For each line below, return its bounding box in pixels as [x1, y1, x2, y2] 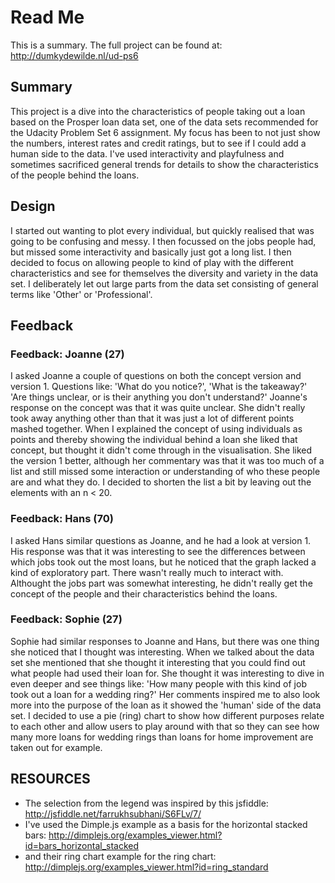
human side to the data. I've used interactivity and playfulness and [10, 147, 285, 160]
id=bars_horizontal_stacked [24, 839, 140, 851]
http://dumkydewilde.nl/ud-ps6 [10, 49, 139, 61]
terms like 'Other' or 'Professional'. [10, 288, 153, 300]
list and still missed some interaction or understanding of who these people [10, 466, 321, 478]
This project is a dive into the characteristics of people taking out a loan [10, 105, 306, 117]
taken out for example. [10, 741, 103, 753]
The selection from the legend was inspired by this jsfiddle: [24, 797, 269, 809]
